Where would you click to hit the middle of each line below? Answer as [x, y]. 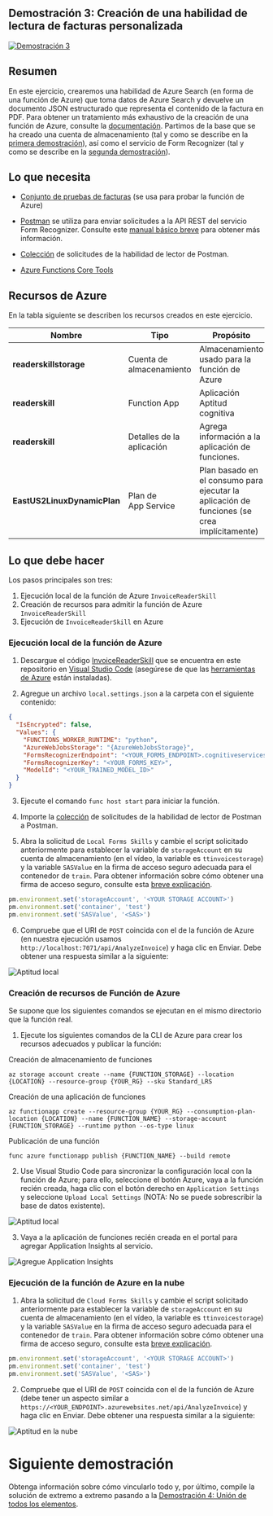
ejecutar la [219, 490]
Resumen [33, 71]
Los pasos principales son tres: [61, 580]
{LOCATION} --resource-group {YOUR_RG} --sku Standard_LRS [110, 1082]
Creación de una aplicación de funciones [77, 1097]
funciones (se [225, 511]
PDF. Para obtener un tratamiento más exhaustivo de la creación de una [129, 116]
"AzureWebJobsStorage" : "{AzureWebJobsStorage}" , [109, 747]
